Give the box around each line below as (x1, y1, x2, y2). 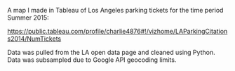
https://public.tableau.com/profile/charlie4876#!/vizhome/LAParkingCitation (7, 27, 228, 35)
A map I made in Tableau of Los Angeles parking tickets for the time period (7, 6, 224, 14)
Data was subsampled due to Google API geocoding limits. (7, 56, 177, 64)
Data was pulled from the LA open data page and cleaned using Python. (7, 49, 215, 56)
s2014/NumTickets (7, 34, 62, 43)
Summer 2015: (7, 13, 49, 22)
